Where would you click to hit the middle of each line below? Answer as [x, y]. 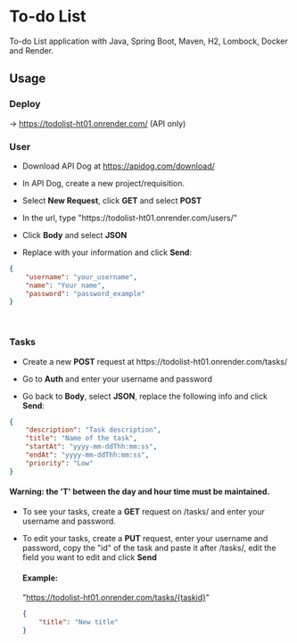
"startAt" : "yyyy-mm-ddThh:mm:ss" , [91, 447]
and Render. [32, 50]
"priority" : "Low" [59, 463]
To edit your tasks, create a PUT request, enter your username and [145, 538]
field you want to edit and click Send [90, 557]
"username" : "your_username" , [82, 277]
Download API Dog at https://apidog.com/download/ [119, 166]
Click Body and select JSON [74, 235]
